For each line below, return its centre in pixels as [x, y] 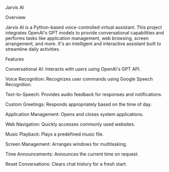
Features [15, 59]
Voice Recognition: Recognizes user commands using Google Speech [79, 79]
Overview [15, 17]
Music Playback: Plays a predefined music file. [55, 134]
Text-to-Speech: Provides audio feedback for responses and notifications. [84, 94]
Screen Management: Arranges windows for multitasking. [66, 144]
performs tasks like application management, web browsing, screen [77, 38]
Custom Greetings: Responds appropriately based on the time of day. [79, 104]
